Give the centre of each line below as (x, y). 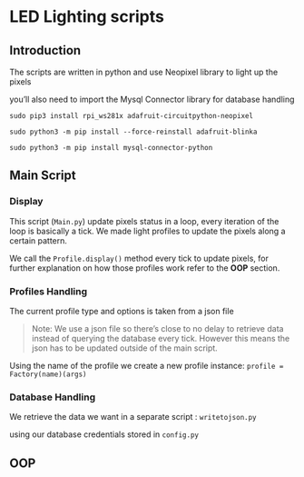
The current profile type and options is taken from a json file (122, 311)
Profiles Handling (49, 291)
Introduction (45, 50)
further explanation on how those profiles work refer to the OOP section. (145, 268)
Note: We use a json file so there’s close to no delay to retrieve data (157, 328)
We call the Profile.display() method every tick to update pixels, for (139, 258)
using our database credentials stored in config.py (104, 434)
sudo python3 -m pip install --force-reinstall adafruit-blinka (133, 132)
